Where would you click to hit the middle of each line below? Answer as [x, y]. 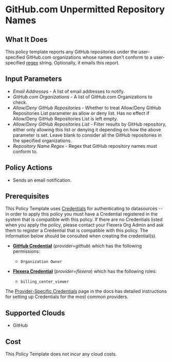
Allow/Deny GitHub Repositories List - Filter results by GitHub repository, [90, 124]
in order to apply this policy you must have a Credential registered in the [82, 214]
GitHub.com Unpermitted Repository [85, 10]
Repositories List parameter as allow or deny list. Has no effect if [81, 113]
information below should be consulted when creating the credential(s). [81, 236]
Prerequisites [27, 196]
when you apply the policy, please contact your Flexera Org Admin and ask [85, 225]
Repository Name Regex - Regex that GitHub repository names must [85, 146]
